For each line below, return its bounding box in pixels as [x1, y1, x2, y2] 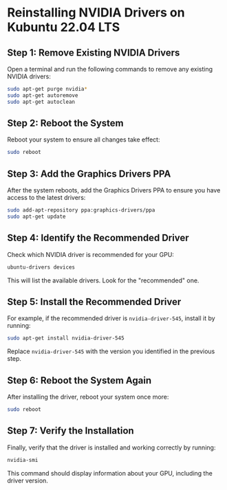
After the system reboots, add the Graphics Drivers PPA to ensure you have [7, 186, 221, 194]
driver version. [7, 476, 48, 485]
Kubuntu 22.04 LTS [7, 19, 120, 35]
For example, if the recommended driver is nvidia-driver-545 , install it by [7, 314, 215, 322]
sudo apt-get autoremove [7, 91, 78, 99]
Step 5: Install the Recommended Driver [7, 296, 182, 307]
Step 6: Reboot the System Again [7, 375, 152, 386]
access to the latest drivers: [7, 194, 86, 202]
